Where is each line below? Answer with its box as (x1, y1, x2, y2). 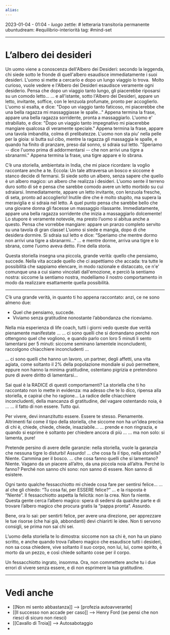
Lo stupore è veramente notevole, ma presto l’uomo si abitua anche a (5, 216, 149, 222)
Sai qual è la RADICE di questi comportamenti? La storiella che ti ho (5, 382, 146, 388)
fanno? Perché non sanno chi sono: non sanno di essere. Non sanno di (5, 466, 153, 472)
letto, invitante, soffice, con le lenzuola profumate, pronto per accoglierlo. (5, 98, 158, 104)
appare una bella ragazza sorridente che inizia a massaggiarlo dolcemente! (5, 210, 162, 216)
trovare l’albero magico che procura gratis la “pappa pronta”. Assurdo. (5, 503, 151, 509)
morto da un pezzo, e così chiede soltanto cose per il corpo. (5, 549, 131, 555)
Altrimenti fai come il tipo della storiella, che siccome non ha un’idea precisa (5, 419, 164, 425)
